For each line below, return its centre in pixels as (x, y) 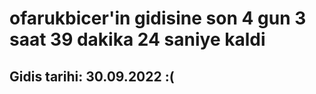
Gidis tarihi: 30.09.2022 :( (92, 76)
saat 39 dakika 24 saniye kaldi (137, 39)
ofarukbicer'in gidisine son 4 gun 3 (158, 18)
